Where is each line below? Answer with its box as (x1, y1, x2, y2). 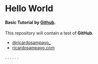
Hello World (5, 3, 53, 14)
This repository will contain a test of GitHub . (5, 30, 94, 36)
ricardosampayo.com (12, 45, 55, 51)
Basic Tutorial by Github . (5, 19, 56, 25)
